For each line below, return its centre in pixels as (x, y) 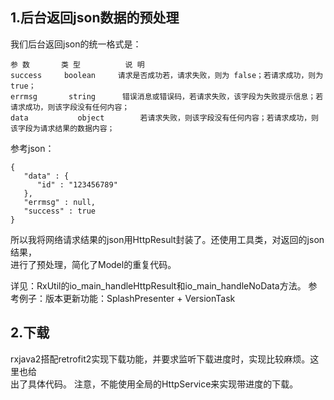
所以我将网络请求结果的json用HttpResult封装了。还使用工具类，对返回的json (167, 239)
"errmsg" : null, (60, 202)
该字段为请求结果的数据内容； (62, 128)
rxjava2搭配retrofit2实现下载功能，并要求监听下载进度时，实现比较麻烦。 (160, 359)
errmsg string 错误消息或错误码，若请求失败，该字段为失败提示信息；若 (167, 96)
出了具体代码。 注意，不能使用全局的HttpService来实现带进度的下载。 (154, 384)
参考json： (32, 148)
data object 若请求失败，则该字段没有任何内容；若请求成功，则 (164, 118)
